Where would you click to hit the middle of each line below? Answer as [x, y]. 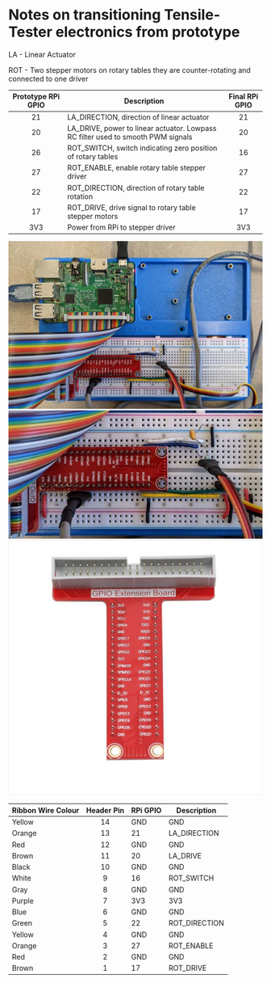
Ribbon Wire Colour [46, 810]
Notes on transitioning [85, 15]
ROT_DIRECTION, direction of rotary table [136, 188]
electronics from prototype [148, 32]
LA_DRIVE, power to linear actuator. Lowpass [142, 128]
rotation [80, 196]
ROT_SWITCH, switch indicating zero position [142, 148]
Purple [23, 901]
